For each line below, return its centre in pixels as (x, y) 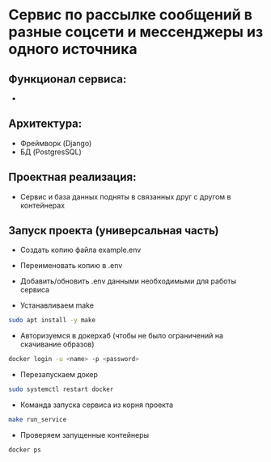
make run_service (38, 420)
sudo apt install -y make (52, 321)
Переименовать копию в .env (71, 266)
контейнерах (42, 205)
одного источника (73, 49)
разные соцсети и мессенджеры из (136, 32)
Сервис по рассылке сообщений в (131, 15)
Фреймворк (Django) (56, 143)
